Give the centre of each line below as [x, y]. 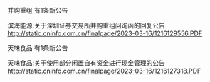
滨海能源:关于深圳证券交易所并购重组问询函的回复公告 [86, 25]
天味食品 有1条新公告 [38, 48]
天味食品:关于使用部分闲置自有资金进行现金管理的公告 [86, 63]
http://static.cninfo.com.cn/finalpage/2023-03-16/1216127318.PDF [104, 71]
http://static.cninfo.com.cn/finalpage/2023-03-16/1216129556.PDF [105, 33]
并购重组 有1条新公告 [38, 10]
